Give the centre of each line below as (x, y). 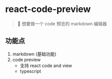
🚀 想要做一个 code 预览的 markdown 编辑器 (62, 23)
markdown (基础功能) (34, 54)
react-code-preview (48, 9)
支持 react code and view (46, 65)
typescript (30, 71)
